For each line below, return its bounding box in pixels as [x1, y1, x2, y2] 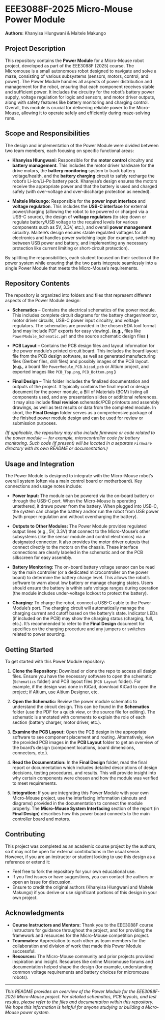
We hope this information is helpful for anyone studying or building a [5, 1004, 144, 1010]
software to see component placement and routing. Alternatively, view [12, 734, 155, 740]
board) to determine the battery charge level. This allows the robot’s [12, 575, 150, 581]
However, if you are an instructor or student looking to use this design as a [5, 854, 156, 860]
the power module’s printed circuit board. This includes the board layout [12, 348, 158, 354]
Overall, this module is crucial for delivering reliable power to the [5, 104, 136, 110]
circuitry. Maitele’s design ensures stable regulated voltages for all [12, 229, 146, 235]
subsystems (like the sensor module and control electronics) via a [12, 534, 146, 540]
